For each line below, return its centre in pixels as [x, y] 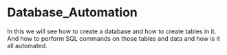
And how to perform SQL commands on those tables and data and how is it [113, 38]
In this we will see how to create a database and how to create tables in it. [112, 31]
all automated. [27, 45]
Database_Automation [72, 13]
